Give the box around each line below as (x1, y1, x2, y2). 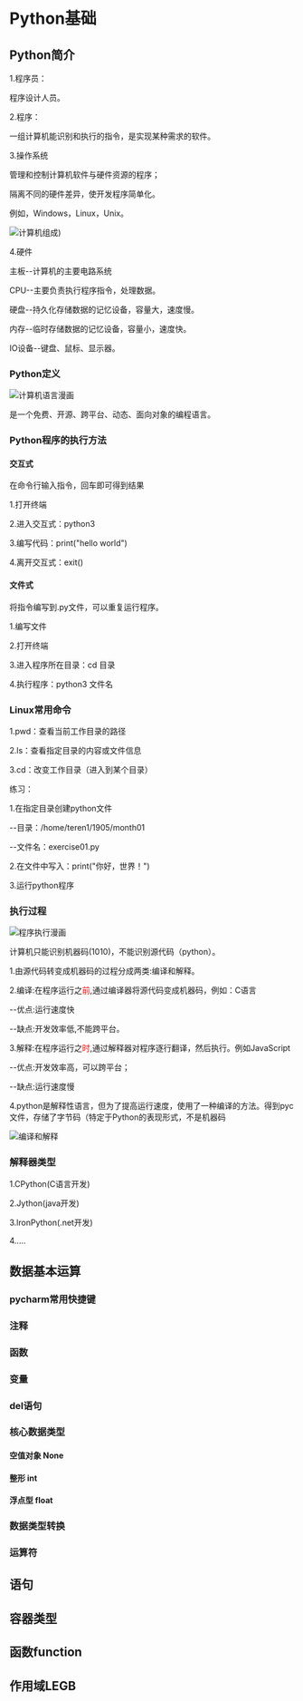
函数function (9, 1645, 83, 1660)
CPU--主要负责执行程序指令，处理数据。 (9, 285, 161, 296)
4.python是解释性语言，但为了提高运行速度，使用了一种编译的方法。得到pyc (9, 1101, 294, 1112)
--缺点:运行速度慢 (9, 1081, 75, 1093)
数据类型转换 (9, 1520, 66, 1532)
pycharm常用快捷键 (9, 1293, 97, 1306)
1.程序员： (9, 73, 47, 83)
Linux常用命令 (9, 704, 71, 716)
